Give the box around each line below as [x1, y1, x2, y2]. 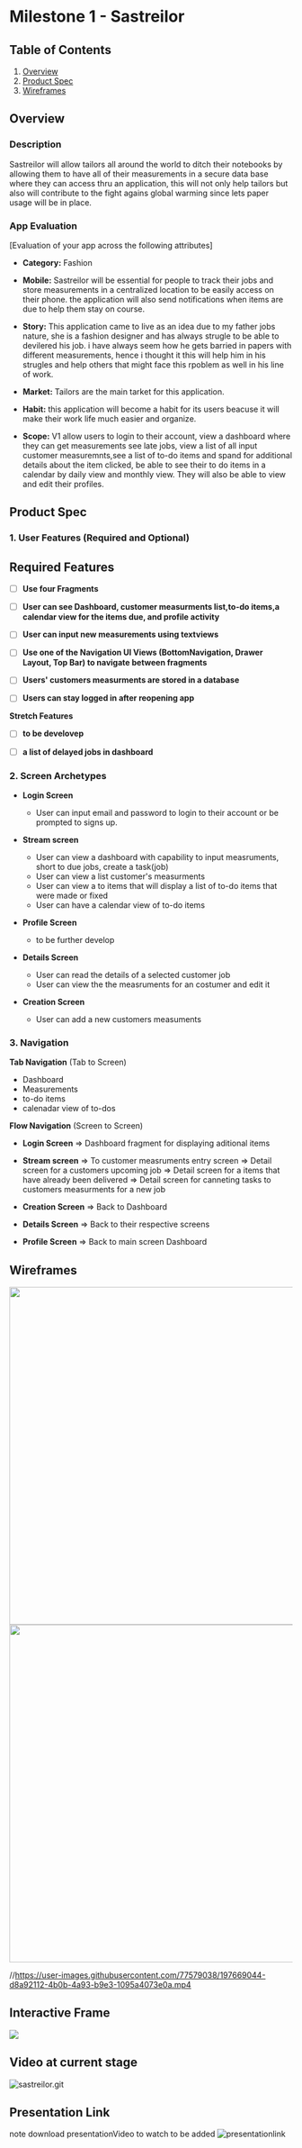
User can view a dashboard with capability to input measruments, [35, 851, 280, 862]
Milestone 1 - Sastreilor [9, 6, 185, 27]
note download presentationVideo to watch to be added [9, 2128, 216, 2140]
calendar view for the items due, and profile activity [22, 612, 220, 622]
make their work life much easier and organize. [22, 412, 197, 424]
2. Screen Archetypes [9, 769, 107, 782]
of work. [22, 368, 54, 379]
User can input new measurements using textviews [22, 629, 219, 640]
